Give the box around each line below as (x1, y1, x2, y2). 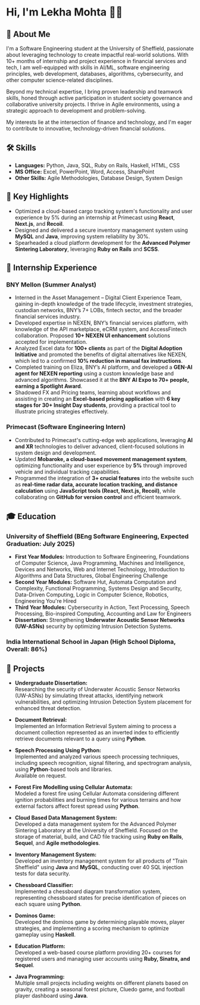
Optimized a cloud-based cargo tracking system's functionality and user (14, 207, 193, 214)
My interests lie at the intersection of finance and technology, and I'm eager (6, 119, 192, 126)
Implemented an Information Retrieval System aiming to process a (14, 723, 177, 730)
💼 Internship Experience (6, 263, 97, 273)
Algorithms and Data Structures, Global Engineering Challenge (14, 572, 168, 580)
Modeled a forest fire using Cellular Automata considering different (14, 790, 179, 797)
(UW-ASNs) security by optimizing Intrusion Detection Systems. (14, 623, 173, 630)
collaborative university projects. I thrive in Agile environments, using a (6, 101, 180, 108)
